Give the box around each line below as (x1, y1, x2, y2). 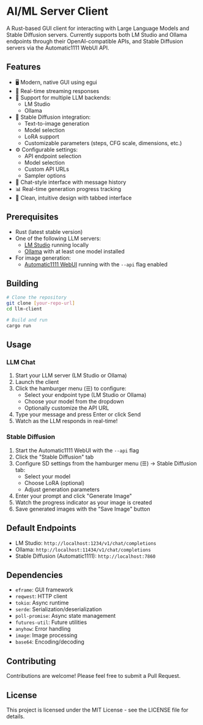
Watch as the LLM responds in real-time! (15, 418, 118, 425)
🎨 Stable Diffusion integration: (15, 113, 91, 121)
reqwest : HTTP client (15, 593, 68, 600)
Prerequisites (6, 212, 59, 222)
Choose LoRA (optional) (24, 479, 85, 486)
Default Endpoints (6, 523, 76, 533)
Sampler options (24, 171, 66, 179)
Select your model (24, 473, 71, 480)
